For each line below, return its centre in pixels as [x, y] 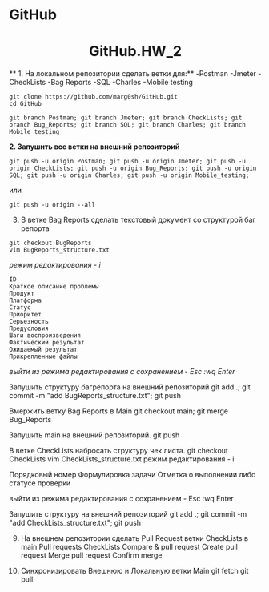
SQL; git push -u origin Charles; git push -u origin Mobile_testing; [129, 175]
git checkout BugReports [50, 243]
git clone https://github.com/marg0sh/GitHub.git [94, 97]
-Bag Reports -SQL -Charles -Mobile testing [120, 83]
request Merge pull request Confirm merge [91, 555]
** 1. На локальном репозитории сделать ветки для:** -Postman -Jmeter [133, 74]
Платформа [26, 301]
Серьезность [29, 322]
